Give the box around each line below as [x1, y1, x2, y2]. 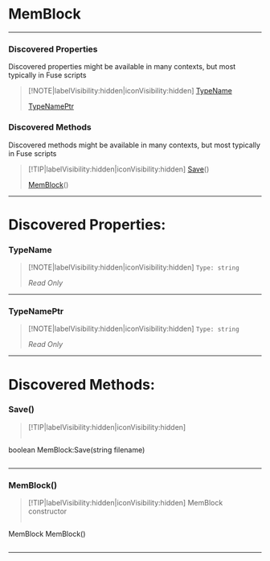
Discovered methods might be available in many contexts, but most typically [8, 140, 261, 150]
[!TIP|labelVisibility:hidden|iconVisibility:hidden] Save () [27, 164, 210, 174]
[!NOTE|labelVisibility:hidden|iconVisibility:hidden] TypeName [27, 86, 233, 96]
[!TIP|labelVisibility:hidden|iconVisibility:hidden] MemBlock [27, 498, 223, 508]
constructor [27, 506, 67, 516]
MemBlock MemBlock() [8, 529, 86, 539]
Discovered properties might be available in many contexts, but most [8, 62, 236, 72]
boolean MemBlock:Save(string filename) [8, 444, 145, 455]
